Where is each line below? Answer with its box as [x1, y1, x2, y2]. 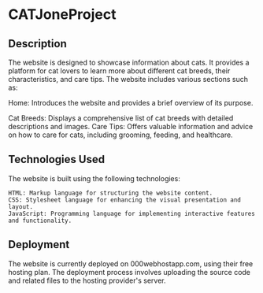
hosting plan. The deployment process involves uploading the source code [8, 267, 250, 276]
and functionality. [8, 217, 72, 224]
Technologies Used [8, 153, 105, 166]
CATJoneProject [8, 6, 117, 24]
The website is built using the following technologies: [8, 173, 181, 183]
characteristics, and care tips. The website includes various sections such [8, 75, 249, 83]
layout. [8, 202, 34, 210]
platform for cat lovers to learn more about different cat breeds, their [8, 66, 231, 76]
